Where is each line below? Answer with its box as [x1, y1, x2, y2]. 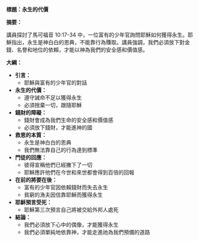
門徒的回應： [14, 154, 47, 161]
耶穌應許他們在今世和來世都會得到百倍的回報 [23, 169, 135, 176]
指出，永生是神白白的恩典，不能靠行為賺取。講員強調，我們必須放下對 [11, 39, 185, 45]
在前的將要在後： [14, 176, 58, 183]
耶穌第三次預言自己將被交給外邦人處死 [23, 206, 119, 213]
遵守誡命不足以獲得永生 [23, 94, 82, 101]
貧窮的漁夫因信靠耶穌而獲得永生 [23, 191, 103, 198]
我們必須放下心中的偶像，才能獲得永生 [23, 221, 119, 228]
